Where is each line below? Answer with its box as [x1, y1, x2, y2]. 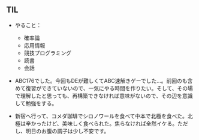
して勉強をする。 [14, 99, 58, 107]
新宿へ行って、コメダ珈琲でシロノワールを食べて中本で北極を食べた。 [14, 112, 188, 120]
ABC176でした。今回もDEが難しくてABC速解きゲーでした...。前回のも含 [14, 77, 193, 84]
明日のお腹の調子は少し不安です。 [25, 127, 110, 135]
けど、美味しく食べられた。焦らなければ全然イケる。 [46, 120, 178, 127]
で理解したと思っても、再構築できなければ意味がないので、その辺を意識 [14, 92, 193, 99]
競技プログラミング [23, 49, 72, 56]
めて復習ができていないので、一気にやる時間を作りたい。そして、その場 [14, 84, 194, 92]
